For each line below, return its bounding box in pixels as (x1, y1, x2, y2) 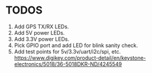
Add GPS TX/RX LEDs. (14, 23, 69, 30)
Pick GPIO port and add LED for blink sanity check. (14, 42, 138, 49)
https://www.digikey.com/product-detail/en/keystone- (14, 54, 146, 61)
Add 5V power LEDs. (14, 29, 65, 36)
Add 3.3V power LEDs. (14, 35, 69, 42)
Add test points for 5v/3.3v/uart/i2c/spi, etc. (14, 48, 121, 55)
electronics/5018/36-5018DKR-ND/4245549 (14, 60, 122, 68)
